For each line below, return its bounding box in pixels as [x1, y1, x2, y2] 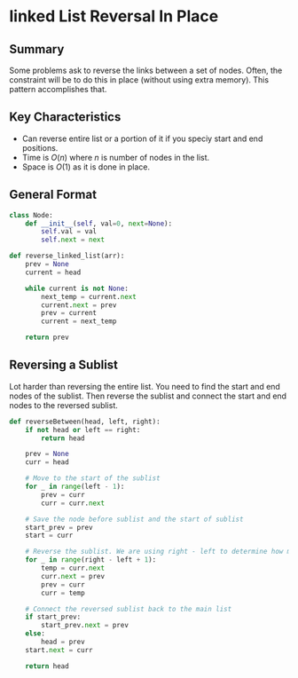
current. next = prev [41, 300, 117, 310]
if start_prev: [25, 612, 82, 622]
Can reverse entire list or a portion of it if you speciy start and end [21, 133, 263, 144]
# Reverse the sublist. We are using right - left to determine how [25, 548, 284, 556]
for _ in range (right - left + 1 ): [25, 556, 157, 564]
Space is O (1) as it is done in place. [21, 162, 151, 172]
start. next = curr [25, 645, 93, 654]
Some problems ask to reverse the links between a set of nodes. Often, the [9, 65, 283, 75]
